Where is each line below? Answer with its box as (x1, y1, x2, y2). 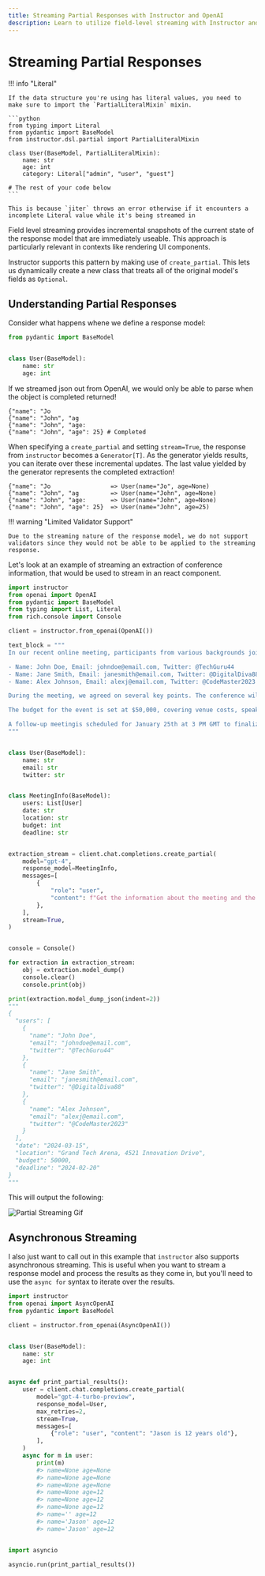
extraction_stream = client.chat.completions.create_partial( (8, 850, 217, 857)
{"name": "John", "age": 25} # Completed (8, 428, 147, 436)
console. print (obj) (22, 981, 87, 989)
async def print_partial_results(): (8, 1379, 129, 1387)
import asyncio (8, 1546, 58, 1554)
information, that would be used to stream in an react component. (8, 568, 222, 577)
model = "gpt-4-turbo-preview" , (36, 1393, 136, 1402)
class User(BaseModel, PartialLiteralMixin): (8, 149, 160, 158)
